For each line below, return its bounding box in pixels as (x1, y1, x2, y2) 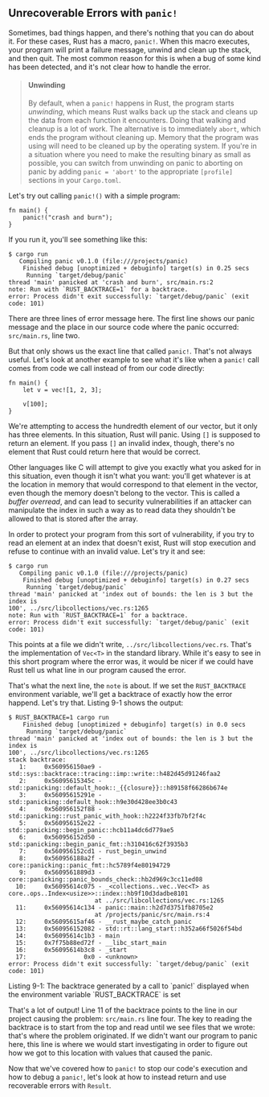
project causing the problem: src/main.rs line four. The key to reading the (8, 1014, 253, 1024)
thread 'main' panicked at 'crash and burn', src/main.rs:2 (8, 278, 214, 287)
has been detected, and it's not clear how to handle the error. (8, 62, 211, 72)
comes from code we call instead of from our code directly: (8, 364, 205, 373)
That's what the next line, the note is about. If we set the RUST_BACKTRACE (8, 681, 247, 691)
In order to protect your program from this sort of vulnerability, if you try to (8, 530, 255, 539)
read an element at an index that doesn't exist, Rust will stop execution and (8, 538, 256, 548)
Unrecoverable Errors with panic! (8, 6, 178, 20)
